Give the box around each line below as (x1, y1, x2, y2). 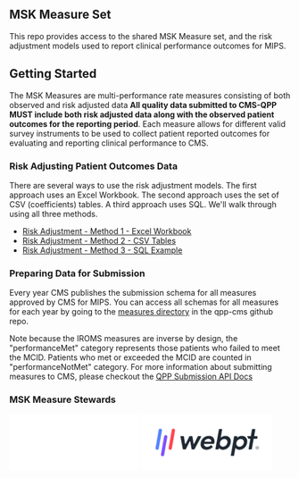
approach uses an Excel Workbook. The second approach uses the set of (9, 189, 279, 200)
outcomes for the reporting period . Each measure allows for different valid (9, 118, 286, 129)
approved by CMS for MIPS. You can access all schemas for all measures (9, 297, 279, 307)
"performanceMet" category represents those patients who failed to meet (9, 343, 281, 354)
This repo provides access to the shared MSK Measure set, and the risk (9, 30, 273, 41)
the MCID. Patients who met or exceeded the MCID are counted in (9, 352, 252, 363)
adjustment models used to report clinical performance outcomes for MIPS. (9, 40, 287, 51)
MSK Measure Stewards (9, 393, 116, 406)
